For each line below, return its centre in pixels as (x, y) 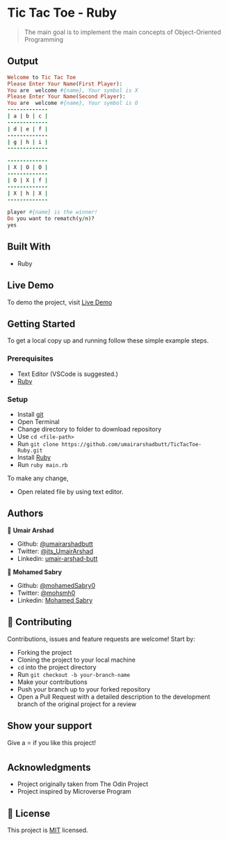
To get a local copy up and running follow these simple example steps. (108, 341)
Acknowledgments (49, 767)
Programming (44, 39)
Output (23, 62)
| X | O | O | (28, 168)
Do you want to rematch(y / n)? (51, 219)
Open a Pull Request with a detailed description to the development (114, 696)
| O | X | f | (28, 180)
